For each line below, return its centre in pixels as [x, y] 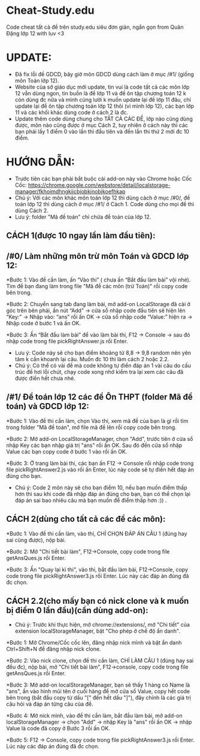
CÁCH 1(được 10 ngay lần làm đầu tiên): [81, 236]
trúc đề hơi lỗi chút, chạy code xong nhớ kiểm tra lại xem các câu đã [99, 372]
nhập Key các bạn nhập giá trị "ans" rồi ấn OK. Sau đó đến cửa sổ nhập [94, 445]
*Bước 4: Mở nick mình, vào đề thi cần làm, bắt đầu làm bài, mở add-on [94, 716]
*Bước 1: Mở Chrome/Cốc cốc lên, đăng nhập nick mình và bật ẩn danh [94, 643]
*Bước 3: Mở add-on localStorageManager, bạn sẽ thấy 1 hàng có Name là [98, 685]
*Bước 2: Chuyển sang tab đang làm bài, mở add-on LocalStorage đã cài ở [98, 304]
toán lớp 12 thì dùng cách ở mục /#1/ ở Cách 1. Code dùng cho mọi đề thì [104, 204]
